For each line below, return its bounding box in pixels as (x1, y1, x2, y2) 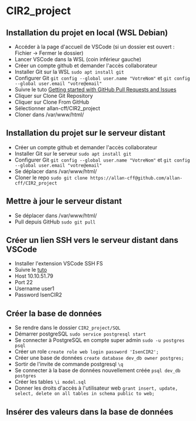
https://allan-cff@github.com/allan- (90, 175, 182, 181)
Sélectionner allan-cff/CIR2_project (14, 105, 100, 111)
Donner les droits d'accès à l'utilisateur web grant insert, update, (14, 384, 178, 392)
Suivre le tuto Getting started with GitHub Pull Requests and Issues (14, 86, 177, 93)
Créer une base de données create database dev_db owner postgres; (14, 354, 184, 361)
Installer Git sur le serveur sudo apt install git (14, 150, 132, 157)
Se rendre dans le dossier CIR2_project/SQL (14, 324, 121, 331)
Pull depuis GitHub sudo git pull (14, 218, 96, 225)
